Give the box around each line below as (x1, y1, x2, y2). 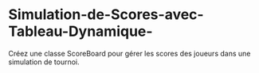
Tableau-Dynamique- (8, 22, 153, 40)
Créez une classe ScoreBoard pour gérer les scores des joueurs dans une (8, 48, 251, 58)
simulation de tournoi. (8, 57, 80, 67)
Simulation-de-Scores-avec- (8, 6, 205, 24)
